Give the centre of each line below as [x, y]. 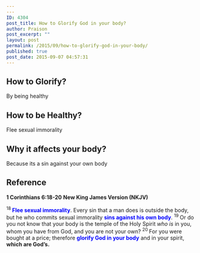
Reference [26, 183]
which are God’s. [28, 244]
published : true [27, 52]
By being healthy [27, 96]
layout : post [23, 40]
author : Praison [27, 29]
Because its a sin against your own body [57, 164]
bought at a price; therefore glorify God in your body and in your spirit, [95, 238]
